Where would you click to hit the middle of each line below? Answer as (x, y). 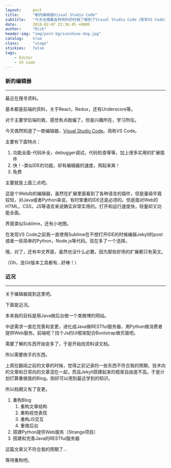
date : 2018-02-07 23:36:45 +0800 (48, 24)
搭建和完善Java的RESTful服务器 (46, 438)
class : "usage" (27, 43)
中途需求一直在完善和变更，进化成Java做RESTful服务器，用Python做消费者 (84, 326)
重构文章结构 (34, 406)
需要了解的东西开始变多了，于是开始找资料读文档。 (59, 344)
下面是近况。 (19, 304)
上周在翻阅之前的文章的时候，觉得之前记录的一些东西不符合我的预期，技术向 (85, 365)
